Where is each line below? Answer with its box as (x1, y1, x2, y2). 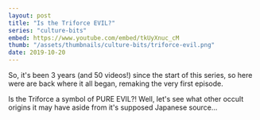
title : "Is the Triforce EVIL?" (8, 19, 115, 27)
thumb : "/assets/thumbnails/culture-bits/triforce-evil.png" (8, 41, 215, 49)
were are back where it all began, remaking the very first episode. (8, 79, 224, 88)
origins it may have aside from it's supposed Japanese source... (8, 103, 218, 112)
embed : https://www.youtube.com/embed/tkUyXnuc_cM (8, 33, 180, 42)
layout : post (8, 11, 52, 20)
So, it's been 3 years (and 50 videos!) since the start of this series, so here (8, 71, 253, 79)
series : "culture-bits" (8, 26, 87, 34)
